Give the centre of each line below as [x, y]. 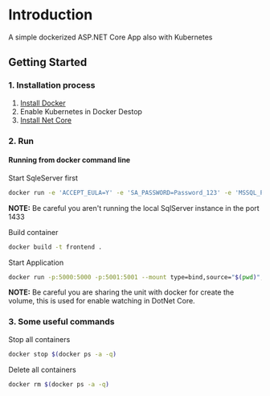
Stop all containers [39, 339]
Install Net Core [46, 120]
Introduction [51, 15]
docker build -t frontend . [55, 247]
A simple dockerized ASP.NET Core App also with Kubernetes [110, 37]
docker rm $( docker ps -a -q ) [59, 384]
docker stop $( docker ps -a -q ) [62, 354]
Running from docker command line [70, 160]
